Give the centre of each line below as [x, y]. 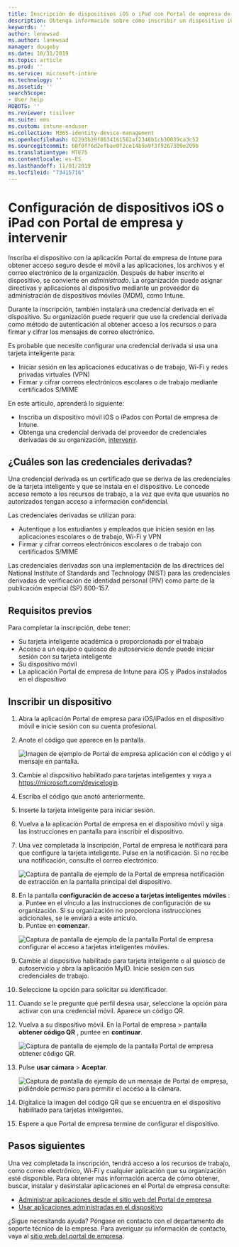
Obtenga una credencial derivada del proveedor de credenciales [112, 432]
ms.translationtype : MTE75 [48, 153]
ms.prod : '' [26, 67]
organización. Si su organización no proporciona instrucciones [110, 911]
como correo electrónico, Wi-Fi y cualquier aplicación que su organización [117, 1170]
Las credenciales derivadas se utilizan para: [72, 515]
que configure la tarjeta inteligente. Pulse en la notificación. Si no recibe [123, 853]
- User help [26, 100]
